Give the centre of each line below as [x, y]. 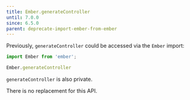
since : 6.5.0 [23, 23]
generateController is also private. [49, 79]
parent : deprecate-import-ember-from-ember [62, 29]
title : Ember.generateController [48, 12]
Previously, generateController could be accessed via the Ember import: [95, 46]
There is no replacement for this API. [52, 91]
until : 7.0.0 [23, 17]
